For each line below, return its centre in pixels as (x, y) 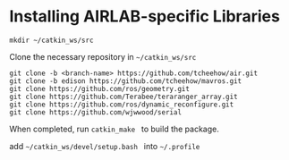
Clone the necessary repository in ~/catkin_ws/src (103, 56)
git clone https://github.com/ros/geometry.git (100, 88)
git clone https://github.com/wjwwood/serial (95, 112)
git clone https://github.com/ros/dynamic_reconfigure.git (122, 105)
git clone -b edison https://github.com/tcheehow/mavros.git (126, 81)
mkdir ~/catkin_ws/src (51, 40)
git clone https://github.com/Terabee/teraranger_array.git (124, 97)
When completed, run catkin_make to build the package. (114, 129)
